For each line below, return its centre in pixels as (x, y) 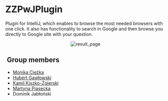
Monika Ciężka (28, 72)
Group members (33, 60)
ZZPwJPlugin (34, 9)
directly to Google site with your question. (49, 34)
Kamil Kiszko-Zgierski (36, 83)
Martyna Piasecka (32, 88)
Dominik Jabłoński (32, 94)
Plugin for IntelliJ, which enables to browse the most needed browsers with (84, 23)
